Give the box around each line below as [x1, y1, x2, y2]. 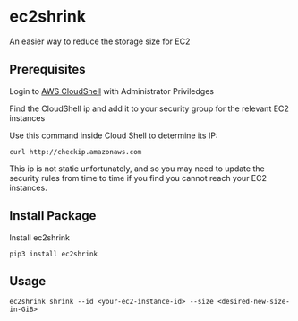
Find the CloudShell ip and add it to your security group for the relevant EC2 [9, 103, 289, 114]
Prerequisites [9, 62, 86, 77]
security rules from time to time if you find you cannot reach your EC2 [9, 172, 267, 183]
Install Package [9, 208, 97, 223]
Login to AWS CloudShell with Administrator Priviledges [9, 85, 215, 96]
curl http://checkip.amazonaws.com [9, 147, 142, 156]
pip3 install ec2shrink [9, 249, 98, 258]
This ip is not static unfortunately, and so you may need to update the [9, 163, 266, 174]
